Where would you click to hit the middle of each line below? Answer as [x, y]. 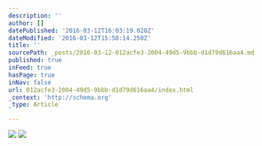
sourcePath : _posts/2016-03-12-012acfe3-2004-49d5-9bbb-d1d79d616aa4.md [131, 53]
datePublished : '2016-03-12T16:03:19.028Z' [82, 30]
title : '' [25, 45]
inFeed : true [30, 68]
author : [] [26, 23]
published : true [35, 61]
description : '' [35, 16]
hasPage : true [32, 75]
